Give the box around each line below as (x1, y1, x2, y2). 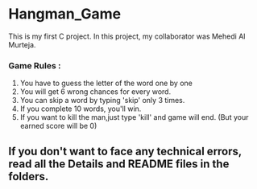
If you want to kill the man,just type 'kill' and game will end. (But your (19, 113, 249, 122)
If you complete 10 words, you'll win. (19, 104, 142, 113)
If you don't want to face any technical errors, (8, 144, 242, 158)
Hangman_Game (8, 5, 122, 23)
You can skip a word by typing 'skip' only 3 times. (19, 96, 185, 105)
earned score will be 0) (19, 121, 97, 131)
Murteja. (8, 39, 36, 49)
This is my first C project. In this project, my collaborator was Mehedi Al (8, 31, 246, 41)
